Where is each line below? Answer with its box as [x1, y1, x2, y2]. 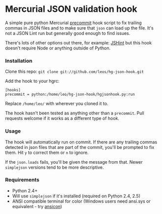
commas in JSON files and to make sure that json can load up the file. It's [5, 25, 154, 31]
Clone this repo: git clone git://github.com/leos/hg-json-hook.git [5, 69, 144, 74]
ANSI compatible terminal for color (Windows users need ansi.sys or [12, 198, 151, 204]
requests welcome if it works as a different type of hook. [5, 115, 119, 121]
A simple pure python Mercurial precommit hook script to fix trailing [5, 20, 142, 26]
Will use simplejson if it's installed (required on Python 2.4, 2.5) [12, 193, 141, 199]
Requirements [5, 177, 40, 183]
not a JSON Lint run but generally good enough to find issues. [5, 30, 131, 36]
